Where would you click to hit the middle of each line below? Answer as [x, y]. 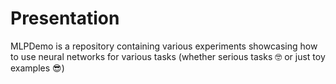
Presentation [65, 18]
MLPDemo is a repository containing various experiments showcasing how [164, 46]
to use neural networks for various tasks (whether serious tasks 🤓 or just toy [168, 56]
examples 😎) [37, 68]
